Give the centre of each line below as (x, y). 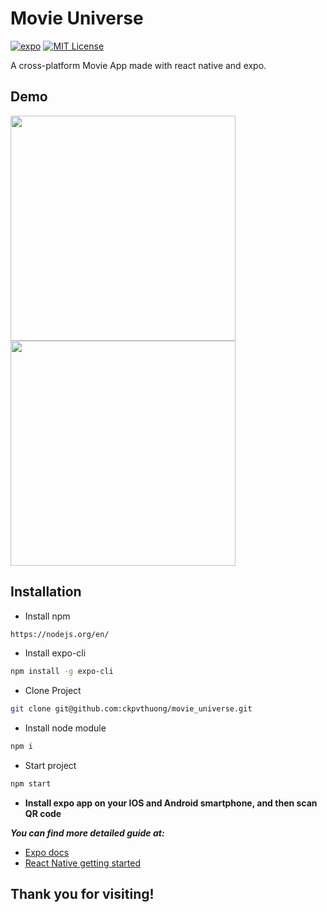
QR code (43, 813)
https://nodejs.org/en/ (60, 634)
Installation (46, 592)
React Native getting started (83, 863)
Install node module (65, 728)
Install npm (47, 616)
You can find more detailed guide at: (87, 833)
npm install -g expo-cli (62, 672)
